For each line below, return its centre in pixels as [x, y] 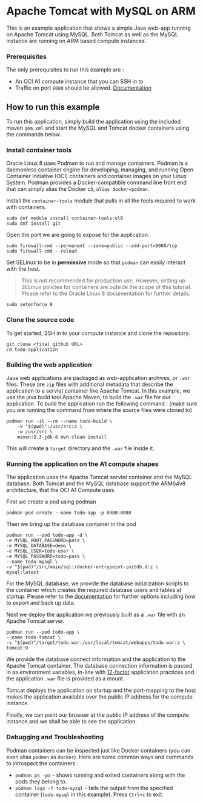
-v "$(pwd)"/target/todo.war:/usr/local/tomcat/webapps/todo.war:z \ [96, 643]
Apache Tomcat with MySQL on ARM [101, 11]
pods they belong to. [41, 781]
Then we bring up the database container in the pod [71, 524]
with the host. [23, 269]
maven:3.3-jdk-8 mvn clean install [62, 437]
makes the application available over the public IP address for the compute [99, 697]
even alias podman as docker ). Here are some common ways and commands [100, 757]
